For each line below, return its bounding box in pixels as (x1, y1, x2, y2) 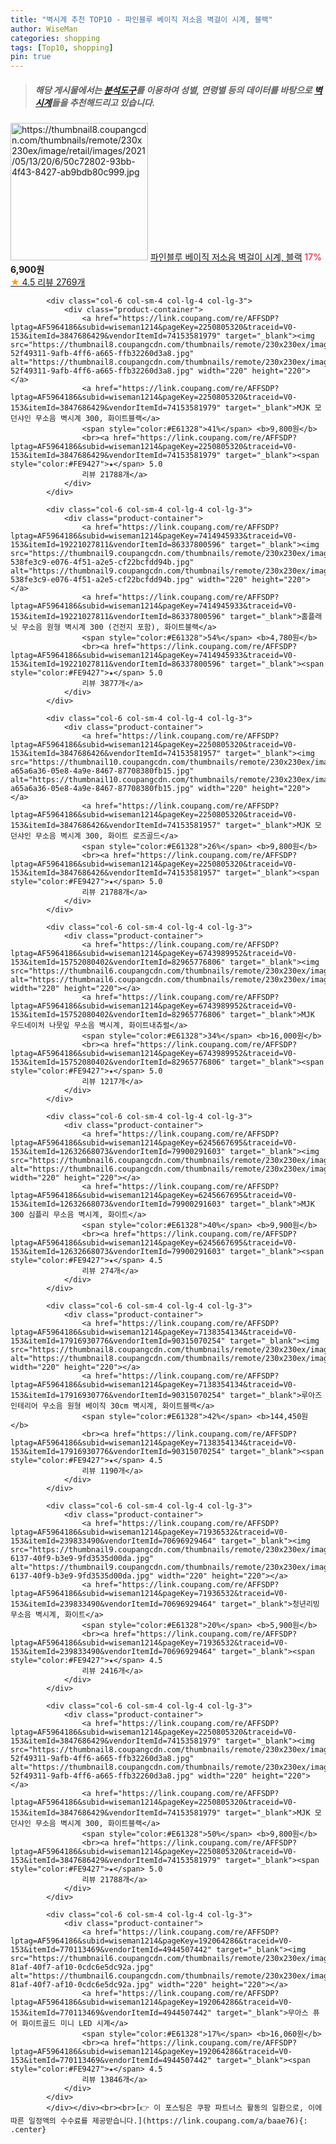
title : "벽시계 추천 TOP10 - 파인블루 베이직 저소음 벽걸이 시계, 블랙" (10, 14, 273, 25)
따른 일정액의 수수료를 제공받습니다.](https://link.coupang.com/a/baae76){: (10, 2116, 308, 2126)
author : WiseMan (10, 24, 78, 34)
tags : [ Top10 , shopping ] (10, 42, 114, 53)
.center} (10, 2125, 47, 2135)
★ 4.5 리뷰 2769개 (10, 276, 86, 288)
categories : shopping (10, 33, 101, 43)
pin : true (10, 52, 52, 62)
